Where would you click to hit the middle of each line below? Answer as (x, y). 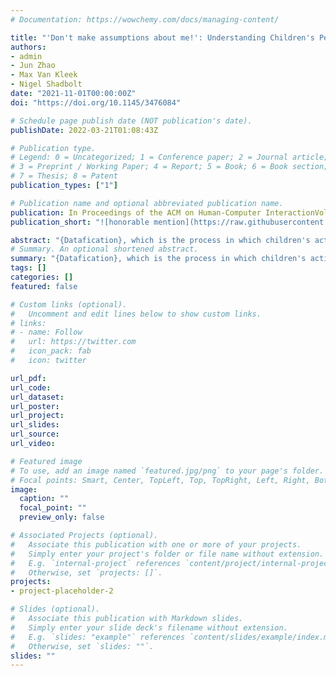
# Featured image (46, 461)
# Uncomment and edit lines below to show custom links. (136, 314)
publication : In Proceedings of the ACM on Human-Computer (136, 212)
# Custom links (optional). (69, 304)
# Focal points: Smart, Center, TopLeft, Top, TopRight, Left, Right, (160, 480)
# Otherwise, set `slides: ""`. (82, 646)
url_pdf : (28, 378)
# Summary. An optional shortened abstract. (104, 249)
